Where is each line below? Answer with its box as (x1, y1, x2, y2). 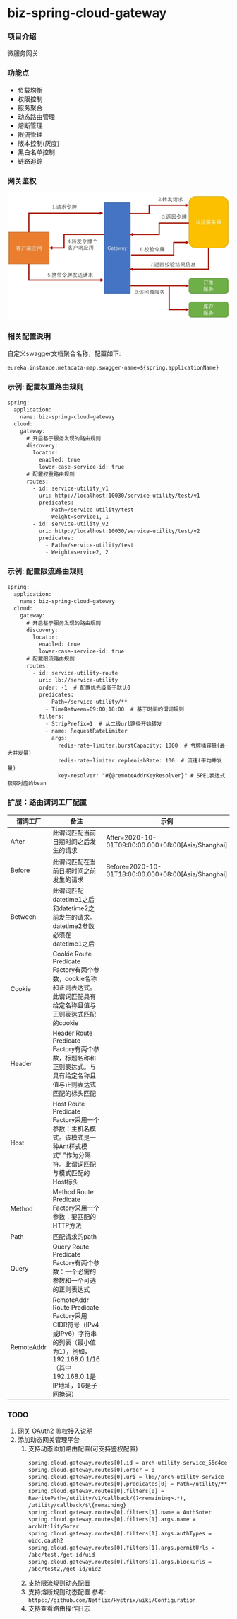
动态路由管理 (17, 112, 55, 121)
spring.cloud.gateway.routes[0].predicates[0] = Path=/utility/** (28, 1481, 228, 1488)
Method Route (52, 1187, 94, 1196)
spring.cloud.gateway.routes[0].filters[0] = (28, 1488, 164, 1495)
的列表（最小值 (52, 1338, 97, 1346)
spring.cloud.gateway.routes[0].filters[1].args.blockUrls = (28, 1559, 212, 1566)
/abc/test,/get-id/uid (28, 1552, 95, 1559)
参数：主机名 (52, 1124, 90, 1133)
